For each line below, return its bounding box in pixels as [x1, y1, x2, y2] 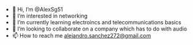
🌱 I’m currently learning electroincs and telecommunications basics [12, 19, 181, 26]
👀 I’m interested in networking [12, 12, 88, 19]
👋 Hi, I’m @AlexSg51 [12, 6, 63, 13]
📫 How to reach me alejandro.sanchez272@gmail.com [12, 32, 151, 39]
